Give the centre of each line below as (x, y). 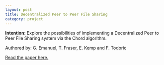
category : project (24, 19)
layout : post (19, 10)
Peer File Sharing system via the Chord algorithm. (56, 38)
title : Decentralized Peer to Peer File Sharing (56, 14)
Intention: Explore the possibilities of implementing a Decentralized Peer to (82, 33)
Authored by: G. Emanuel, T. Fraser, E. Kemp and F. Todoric (66, 48)
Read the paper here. (27, 58)
